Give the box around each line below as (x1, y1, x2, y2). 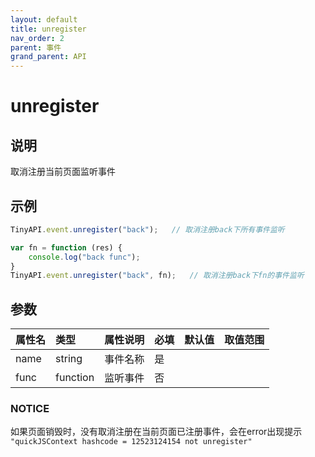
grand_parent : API (10, 52, 87, 62)
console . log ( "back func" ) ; (28, 252, 141, 262)
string (55, 352, 83, 366)
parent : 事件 (10, 42, 62, 53)
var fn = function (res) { (10, 242, 123, 253)
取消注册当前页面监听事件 (10, 166, 116, 178)
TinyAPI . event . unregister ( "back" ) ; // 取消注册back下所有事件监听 (10, 224, 285, 235)
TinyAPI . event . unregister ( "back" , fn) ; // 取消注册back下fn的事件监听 (10, 271, 305, 281)
